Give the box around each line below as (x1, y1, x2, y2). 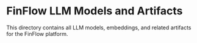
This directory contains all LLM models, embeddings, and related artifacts (6, 24, 192, 31)
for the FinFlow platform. (6, 30, 68, 37)
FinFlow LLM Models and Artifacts (6, 4, 183, 18)
